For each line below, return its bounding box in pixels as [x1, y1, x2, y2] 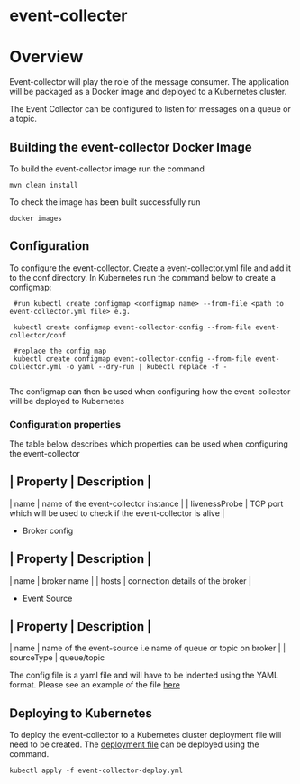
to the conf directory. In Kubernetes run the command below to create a [9, 272, 277, 282]
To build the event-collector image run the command [9, 163, 205, 174]
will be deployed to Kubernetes [9, 395, 124, 406]
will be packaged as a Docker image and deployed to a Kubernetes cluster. [9, 87, 287, 97]
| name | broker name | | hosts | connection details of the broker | [9, 575, 252, 586]
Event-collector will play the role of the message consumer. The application [9, 77, 290, 88]
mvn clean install [9, 180, 78, 189]
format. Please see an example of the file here [9, 679, 180, 690]
